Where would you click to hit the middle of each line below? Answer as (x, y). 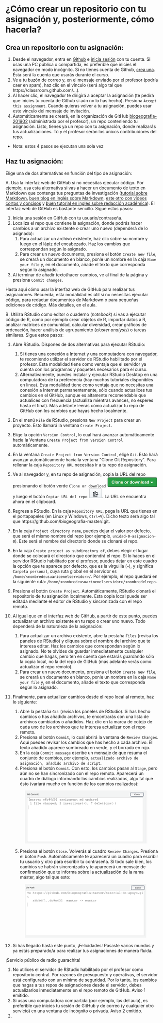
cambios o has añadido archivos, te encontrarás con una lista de (84, 717)
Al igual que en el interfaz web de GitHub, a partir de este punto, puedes (85, 616)
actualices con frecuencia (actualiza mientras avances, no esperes (87, 400)
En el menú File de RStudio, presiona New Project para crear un (77, 420)
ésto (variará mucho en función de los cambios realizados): (79, 784)
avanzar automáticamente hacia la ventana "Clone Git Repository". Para (84, 459)
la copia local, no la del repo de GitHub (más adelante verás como (86, 661)
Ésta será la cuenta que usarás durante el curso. (61, 75)
